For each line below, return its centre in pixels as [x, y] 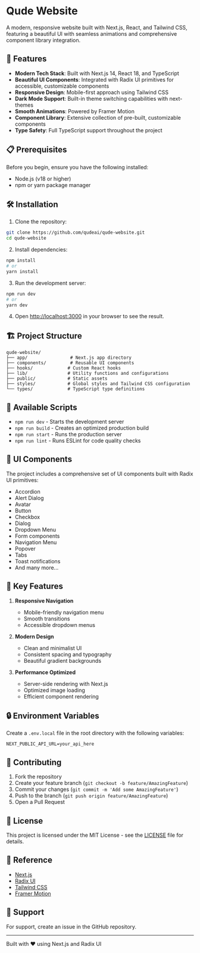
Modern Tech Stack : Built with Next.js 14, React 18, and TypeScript [97, 73]
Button [23, 510]
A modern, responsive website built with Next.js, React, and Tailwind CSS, [97, 27]
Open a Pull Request [40, 802]
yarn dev [17, 305]
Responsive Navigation [44, 601]
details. [15, 842]
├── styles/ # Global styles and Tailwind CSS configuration [98, 384]
